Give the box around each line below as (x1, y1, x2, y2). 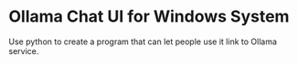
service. (8, 45, 39, 56)
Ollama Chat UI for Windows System (8, 6, 290, 27)
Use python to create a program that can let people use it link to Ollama (8, 36, 278, 47)
